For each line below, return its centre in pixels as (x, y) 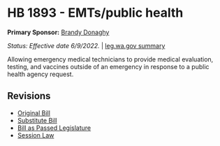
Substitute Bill (37, 120)
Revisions (29, 96)
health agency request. (41, 74)
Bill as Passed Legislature (54, 128)
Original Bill (34, 112)
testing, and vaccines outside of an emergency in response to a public (108, 66)
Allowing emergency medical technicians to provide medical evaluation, (110, 59)
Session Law (36, 135)
